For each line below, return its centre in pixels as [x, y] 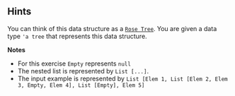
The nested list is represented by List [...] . [83, 71]
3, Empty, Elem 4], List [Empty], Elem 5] [81, 85]
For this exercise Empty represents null [74, 64]
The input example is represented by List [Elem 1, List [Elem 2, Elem [122, 78]
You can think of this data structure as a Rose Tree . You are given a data [112, 28]
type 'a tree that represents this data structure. [77, 36]
